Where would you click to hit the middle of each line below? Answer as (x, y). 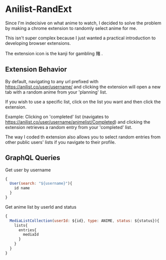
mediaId (31, 235)
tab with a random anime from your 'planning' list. (56, 92)
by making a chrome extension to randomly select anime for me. (71, 28)
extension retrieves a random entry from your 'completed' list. (69, 127)
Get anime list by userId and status (41, 207)
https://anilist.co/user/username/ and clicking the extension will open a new (83, 87)
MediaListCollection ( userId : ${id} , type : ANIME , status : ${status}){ (84, 221)
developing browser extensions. (38, 43)
